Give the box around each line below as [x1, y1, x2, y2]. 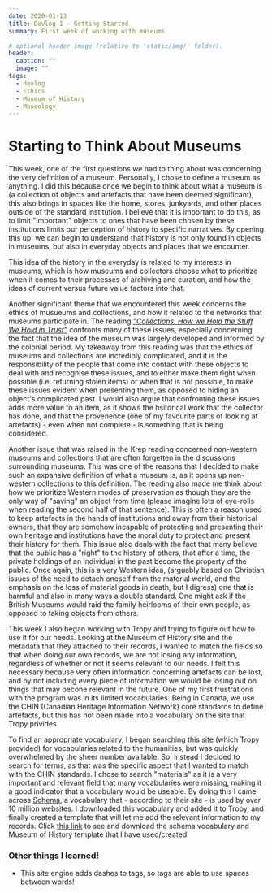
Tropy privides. [8, 719, 59, 729]
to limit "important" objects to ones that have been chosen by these [8, 216, 235, 226]
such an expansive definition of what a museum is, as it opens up [8, 470, 227, 480]
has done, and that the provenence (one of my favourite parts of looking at [8, 411, 258, 421]
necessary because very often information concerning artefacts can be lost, [8, 667, 263, 677]
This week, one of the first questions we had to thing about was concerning [8, 164, 261, 174]
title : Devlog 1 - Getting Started [8, 20, 129, 28]
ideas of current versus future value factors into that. [8, 284, 185, 293]
